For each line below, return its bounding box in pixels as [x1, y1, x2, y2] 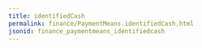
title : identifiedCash [8, 11, 85, 20]
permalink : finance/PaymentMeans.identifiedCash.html [8, 20, 195, 28]
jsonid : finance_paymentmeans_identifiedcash [8, 27, 165, 35]
